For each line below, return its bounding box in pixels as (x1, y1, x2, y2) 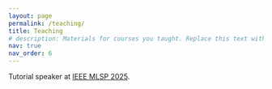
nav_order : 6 (8, 49, 53, 57)
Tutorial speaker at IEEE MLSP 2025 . (8, 72, 130, 81)
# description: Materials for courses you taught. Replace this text (8, 34, 249, 43)
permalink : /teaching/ (8, 19, 85, 28)
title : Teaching (8, 27, 63, 35)
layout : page (8, 11, 53, 20)
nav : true (8, 42, 42, 50)
